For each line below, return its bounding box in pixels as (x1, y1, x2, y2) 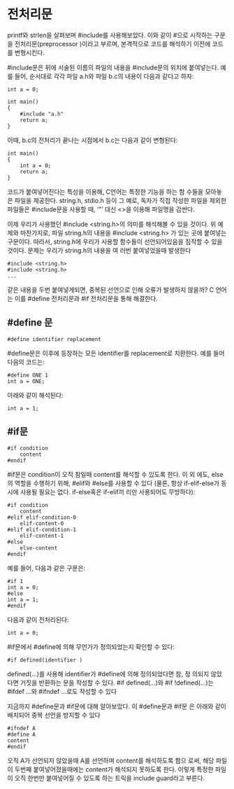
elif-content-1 (20, 532, 64, 539)
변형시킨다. (14, 48, 45, 57)
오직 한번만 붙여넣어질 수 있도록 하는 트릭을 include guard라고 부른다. (14, 774, 205, 782)
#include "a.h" (20, 110, 64, 118)
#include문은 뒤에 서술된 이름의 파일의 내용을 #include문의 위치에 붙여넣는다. (7, 63, 219, 71)
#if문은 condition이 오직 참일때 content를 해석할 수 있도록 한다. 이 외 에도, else (7, 470, 224, 478)
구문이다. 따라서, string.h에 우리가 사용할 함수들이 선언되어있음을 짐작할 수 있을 (7, 237, 223, 246)
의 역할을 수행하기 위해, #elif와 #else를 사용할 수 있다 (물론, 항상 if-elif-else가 (7, 479, 220, 487)
